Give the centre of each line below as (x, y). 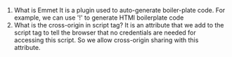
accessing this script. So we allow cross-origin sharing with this (106, 40)
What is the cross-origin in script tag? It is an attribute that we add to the (119, 25)
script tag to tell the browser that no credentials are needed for (105, 32)
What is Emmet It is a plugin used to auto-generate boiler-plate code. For (120, 10)
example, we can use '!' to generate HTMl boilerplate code (99, 18)
